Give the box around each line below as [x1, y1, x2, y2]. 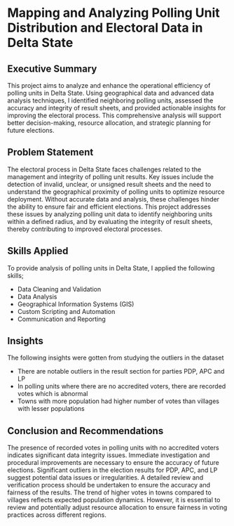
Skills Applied [7, 245, 69, 257]
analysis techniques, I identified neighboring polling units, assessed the [7, 96, 214, 105]
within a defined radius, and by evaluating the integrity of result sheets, [7, 217, 213, 225]
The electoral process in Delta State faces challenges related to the [7, 165, 202, 173]
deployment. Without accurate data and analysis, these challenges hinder [7, 195, 219, 203]
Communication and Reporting [17, 315, 106, 323]
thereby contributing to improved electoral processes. [7, 225, 163, 233]
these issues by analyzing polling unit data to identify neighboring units [7, 209, 213, 218]
